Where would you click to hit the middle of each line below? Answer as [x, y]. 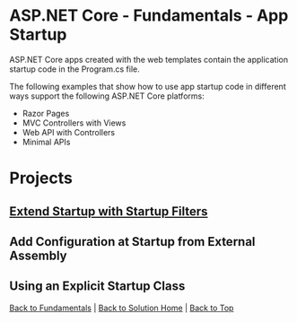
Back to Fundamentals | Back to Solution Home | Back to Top [122, 308]
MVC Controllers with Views [74, 123]
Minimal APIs [46, 142]
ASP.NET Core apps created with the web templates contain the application [149, 59]
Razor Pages [46, 113]
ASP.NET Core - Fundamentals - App [149, 16]
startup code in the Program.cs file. [75, 69]
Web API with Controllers [69, 132]
